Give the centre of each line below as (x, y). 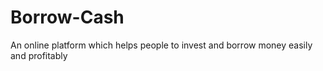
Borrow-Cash (67, 17)
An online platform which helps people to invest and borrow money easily (161, 45)
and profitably (39, 55)
